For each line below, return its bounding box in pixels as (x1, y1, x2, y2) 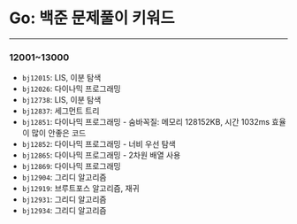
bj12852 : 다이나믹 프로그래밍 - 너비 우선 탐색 (21, 139, 177, 150)
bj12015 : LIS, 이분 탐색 (21, 73, 102, 83)
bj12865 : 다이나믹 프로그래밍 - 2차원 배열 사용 (21, 150, 181, 160)
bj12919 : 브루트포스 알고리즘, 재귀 (21, 183, 140, 194)
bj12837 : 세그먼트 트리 (21, 105, 100, 116)
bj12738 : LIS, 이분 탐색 (21, 95, 102, 105)
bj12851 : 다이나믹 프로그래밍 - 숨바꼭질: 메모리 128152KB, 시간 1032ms (21, 117, 270, 127)
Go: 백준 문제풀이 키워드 (9, 8, 175, 28)
